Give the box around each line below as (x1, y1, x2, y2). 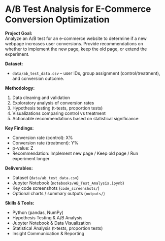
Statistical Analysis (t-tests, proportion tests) (12, 225, 103, 231)
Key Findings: (5, 125, 34, 131)
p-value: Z (12, 145, 33, 151)
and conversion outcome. (12, 75, 65, 81)
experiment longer (12, 155, 50, 161)
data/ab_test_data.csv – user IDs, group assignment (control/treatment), (12, 70, 161, 76)
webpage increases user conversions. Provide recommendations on (5, 40, 143, 46)
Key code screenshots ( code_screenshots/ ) (12, 185, 100, 191)
